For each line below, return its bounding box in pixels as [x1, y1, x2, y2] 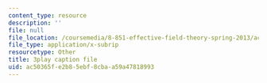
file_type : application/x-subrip [8, 41, 119, 49]
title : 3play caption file [8, 56, 98, 64]
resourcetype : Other [8, 48, 77, 56]
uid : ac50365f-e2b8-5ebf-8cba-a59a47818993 [8, 63, 155, 71]
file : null [8, 26, 44, 34]
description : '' [8, 19, 62, 27]
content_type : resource [8, 11, 87, 20]
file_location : [8, 33, 59, 42]
